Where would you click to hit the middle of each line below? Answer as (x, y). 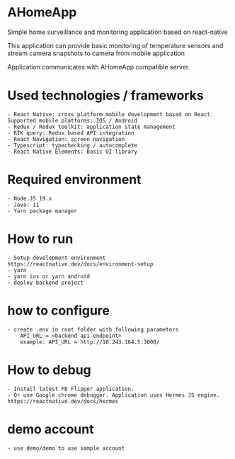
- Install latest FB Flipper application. (71, 389)
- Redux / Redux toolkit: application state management (91, 127)
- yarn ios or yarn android (49, 276)
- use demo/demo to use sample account (66, 448)
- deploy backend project (45, 283)
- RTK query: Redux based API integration (71, 133)
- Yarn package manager (42, 211)
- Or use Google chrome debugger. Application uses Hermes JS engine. (114, 395)
